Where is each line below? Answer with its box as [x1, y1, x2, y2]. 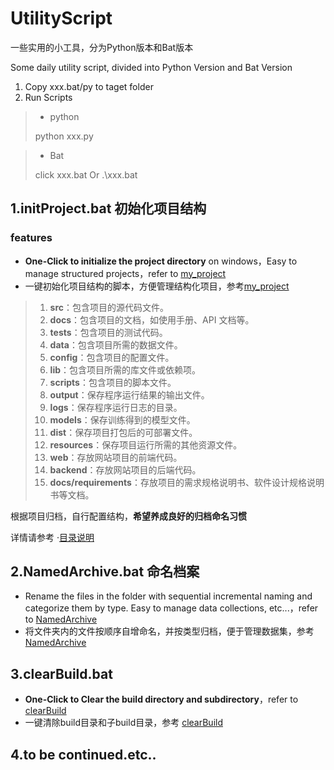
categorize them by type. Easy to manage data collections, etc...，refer [24, 602, 319, 614]
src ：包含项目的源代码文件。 [49, 301, 170, 313]
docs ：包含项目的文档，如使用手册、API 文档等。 [49, 313, 255, 326]
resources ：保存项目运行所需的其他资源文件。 [49, 438, 243, 451]
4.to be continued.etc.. [10, 746, 157, 763]
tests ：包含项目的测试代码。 [49, 326, 168, 338]
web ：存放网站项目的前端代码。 [49, 451, 183, 463]
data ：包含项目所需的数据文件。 [49, 338, 183, 351]
